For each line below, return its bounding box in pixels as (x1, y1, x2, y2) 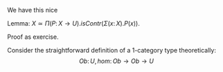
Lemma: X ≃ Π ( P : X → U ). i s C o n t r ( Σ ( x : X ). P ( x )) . (7, 19, 140, 27)
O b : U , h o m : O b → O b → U (78, 57, 154, 65)
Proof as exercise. (7, 33, 59, 41)
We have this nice (7, 6, 58, 14)
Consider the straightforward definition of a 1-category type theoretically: (7, 46, 217, 54)
